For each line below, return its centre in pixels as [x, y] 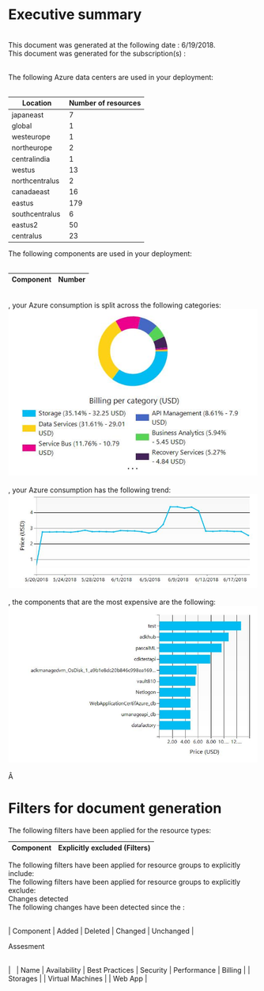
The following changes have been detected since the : [96, 907]
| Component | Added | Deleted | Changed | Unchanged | [101, 931]
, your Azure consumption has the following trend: [90, 490]
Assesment [26, 946]
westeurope [31, 137]
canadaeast [30, 192]
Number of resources [105, 103]
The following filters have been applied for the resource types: [110, 830]
